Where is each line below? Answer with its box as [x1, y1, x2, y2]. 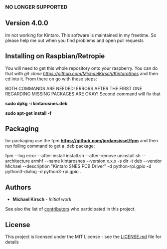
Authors [5, 183, 31, 192]
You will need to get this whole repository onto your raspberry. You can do [5, 65, 158, 71]
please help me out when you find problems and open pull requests [5, 37, 144, 43]
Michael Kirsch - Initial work [12, 196, 72, 203]
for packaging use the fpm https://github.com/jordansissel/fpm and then [5, 138, 159, 144]
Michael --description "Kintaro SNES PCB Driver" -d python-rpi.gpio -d [5, 163, 152, 169]
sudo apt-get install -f [5, 110, 52, 116]
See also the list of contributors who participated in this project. [5, 206, 136, 212]
